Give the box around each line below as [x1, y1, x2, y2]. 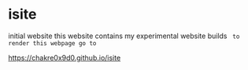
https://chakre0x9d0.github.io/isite [8, 53, 121, 62]
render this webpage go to [8, 39, 97, 47]
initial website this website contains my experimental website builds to [8, 31, 240, 40]
